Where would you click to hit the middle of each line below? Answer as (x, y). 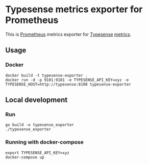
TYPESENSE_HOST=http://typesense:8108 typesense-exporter (68, 84)
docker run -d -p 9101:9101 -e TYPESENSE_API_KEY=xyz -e (67, 80)
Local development (36, 100)
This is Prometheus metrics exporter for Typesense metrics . (68, 34)
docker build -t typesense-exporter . (46, 75)
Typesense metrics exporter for (74, 9)
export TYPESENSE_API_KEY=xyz (38, 153)
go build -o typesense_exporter (40, 125)
